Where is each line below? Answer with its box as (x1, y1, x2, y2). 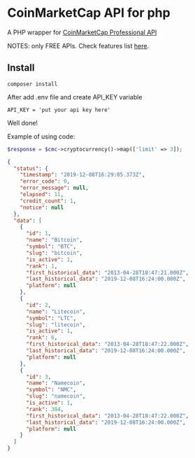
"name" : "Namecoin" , (25, 380, 86, 387)
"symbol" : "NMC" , (25, 387, 77, 394)
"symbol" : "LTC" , (25, 314, 77, 321)
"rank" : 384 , (25, 405, 64, 412)
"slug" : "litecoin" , (25, 321, 86, 328)
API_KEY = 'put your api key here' (7, 106, 111, 113)
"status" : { (13, 165, 49, 172)
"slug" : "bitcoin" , (25, 249, 82, 256)
